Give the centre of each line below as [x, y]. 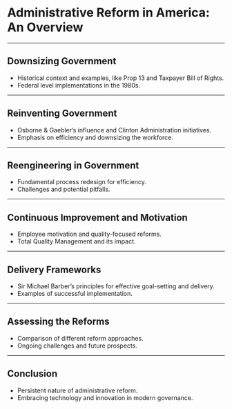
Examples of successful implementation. [75, 293]
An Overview [45, 27]
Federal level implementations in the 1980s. [79, 85]
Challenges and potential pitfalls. [64, 189]
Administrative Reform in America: [109, 13]
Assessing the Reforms [58, 322]
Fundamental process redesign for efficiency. [82, 182]
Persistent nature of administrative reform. [77, 390]
